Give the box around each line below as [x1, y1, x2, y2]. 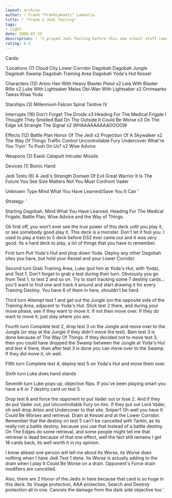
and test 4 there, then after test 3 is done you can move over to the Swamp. [5, 345, 165, 351]
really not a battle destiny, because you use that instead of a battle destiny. [5, 423, 164, 429]
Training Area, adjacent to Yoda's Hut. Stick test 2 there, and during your [5, 302, 159, 309]
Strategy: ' [5, 198, 27, 204]
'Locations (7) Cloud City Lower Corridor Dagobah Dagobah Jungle [5, 65, 147, 71]
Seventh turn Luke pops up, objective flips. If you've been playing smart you [5, 380, 166, 387]
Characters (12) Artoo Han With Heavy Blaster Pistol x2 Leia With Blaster [5, 80, 158, 86]
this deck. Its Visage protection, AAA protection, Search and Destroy [5, 481, 150, 487]
